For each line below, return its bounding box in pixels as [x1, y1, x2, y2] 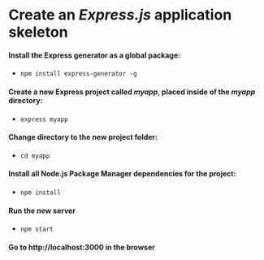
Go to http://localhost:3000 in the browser [8, 242, 156, 252]
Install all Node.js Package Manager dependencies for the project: [8, 169, 236, 179]
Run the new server [8, 206, 76, 215]
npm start [19, 225, 54, 233]
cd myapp [19, 152, 50, 160]
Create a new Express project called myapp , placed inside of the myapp [8, 87, 256, 97]
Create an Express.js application [8, 6, 232, 24]
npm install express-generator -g [19, 70, 137, 78]
